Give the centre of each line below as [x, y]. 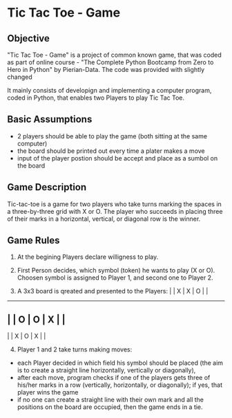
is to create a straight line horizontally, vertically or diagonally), [106, 370]
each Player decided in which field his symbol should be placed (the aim [120, 363]
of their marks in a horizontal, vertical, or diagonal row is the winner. [104, 219]
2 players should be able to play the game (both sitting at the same [112, 136]
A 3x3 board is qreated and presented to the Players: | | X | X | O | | [113, 291]
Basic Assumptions [50, 119]
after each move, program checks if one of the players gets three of [114, 378]
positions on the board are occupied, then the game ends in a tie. [110, 407]
